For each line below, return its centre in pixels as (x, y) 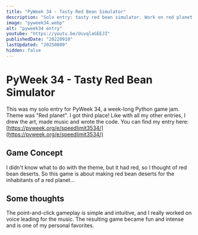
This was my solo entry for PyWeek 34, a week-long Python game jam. (93, 109)
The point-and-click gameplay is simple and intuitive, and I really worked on (99, 213)
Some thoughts (35, 198)
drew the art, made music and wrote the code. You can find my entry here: (98, 121)
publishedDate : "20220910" (40, 39)
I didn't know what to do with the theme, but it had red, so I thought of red (97, 167)
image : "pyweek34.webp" (36, 23)
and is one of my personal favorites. (50, 225)
